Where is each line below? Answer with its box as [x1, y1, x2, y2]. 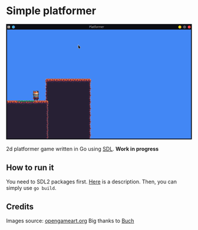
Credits [6, 202, 34, 212]
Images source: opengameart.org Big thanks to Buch [6, 217, 134, 225]
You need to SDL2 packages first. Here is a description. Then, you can [6, 178, 177, 185]
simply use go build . [6, 185, 57, 192]
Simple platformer [6, 4, 96, 18]
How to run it [6, 162, 54, 172]
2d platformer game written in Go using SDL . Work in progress [6, 146, 159, 153]
